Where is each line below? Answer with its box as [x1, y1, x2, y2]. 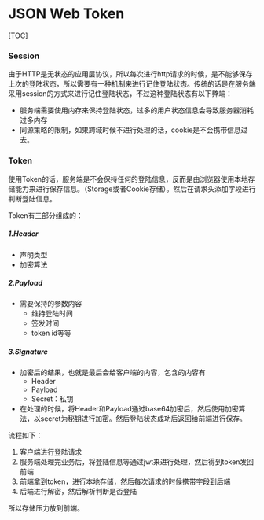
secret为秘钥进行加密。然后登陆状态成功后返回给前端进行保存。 [40, 414, 247, 423]
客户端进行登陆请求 [19, 448, 82, 457]
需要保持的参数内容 [19, 299, 82, 308]
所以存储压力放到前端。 [8, 503, 84, 513]
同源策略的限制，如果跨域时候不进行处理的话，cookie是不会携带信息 [19, 125, 241, 135]
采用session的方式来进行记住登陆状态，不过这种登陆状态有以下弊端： [8, 89, 233, 98]
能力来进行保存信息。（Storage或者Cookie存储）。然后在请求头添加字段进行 [14, 184, 256, 194]
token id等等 [31, 328, 72, 338]
